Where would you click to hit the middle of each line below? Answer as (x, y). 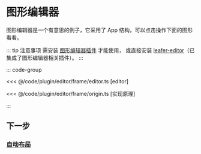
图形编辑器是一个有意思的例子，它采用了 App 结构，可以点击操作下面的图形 (100, 30)
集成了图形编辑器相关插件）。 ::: (45, 58)
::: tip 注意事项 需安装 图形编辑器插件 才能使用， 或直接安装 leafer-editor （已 (100, 50)
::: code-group (24, 70)
